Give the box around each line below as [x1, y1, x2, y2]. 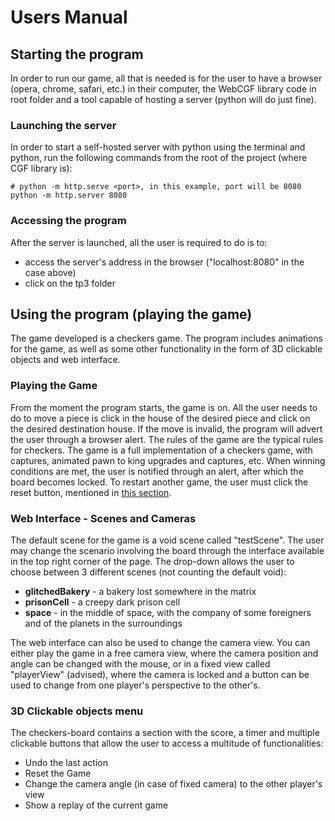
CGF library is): [10, 162, 73, 175]
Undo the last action [24, 757, 109, 769]
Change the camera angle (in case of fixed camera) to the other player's [24, 778, 323, 790]
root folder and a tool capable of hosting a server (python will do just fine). [10, 94, 317, 105]
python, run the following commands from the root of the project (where [10, 152, 308, 164]
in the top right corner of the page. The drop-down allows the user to [10, 556, 295, 567]
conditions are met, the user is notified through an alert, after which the [10, 465, 304, 477]
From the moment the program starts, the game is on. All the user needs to [10, 401, 318, 413]
